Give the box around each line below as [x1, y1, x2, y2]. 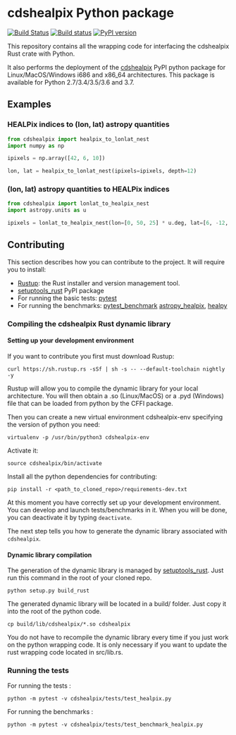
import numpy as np [7, 142, 65, 149]
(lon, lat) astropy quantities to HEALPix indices [7, 185, 170, 194]
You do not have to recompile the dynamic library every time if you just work [7, 633, 229, 642]
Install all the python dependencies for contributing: [7, 472, 157, 481]
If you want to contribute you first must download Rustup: [7, 352, 175, 360]
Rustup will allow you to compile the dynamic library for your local [7, 384, 199, 393]
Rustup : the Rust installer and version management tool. [17, 278, 180, 287]
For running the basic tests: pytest [17, 294, 118, 302]
